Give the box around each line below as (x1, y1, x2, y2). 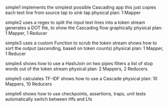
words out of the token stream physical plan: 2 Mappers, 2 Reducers (5, 66, 148, 72)
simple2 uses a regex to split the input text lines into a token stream (5, 20, 145, 25)
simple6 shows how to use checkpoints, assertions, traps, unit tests (5, 91, 146, 96)
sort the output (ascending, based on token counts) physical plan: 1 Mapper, (5, 45, 164, 51)
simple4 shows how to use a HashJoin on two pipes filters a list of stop (5, 61, 153, 66)
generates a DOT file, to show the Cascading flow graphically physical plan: (5, 25, 163, 31)
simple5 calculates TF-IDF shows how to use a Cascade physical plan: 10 (5, 76, 158, 81)
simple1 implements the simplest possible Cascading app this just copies (5, 5, 156, 10)
